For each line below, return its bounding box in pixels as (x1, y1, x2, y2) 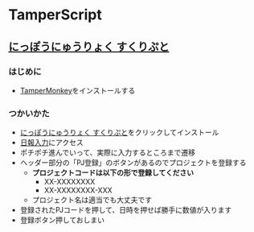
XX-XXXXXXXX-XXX (43, 185, 113, 195)
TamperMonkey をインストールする (19, 85, 136, 95)
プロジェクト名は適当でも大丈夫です (31, 195, 153, 205)
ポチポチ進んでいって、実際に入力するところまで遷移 (19, 147, 195, 158)
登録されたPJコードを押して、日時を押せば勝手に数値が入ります (19, 205, 232, 215)
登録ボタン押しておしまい (19, 215, 104, 225)
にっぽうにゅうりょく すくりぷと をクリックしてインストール (19, 127, 219, 138)
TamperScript (8, 6, 103, 24)
